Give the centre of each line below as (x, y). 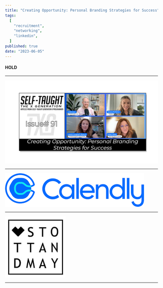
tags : (10, 15)
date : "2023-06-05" (25, 51)
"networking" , (28, 31)
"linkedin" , (26, 36)
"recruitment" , (29, 26)
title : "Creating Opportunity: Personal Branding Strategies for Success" (82, 10)
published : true (21, 46)
